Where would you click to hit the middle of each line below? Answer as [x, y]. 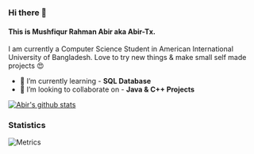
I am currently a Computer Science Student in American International [121, 49]
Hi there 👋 [28, 13]
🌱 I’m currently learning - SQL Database [85, 81]
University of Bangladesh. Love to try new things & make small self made [127, 58]
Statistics [27, 126]
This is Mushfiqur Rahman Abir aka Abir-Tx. [82, 32]
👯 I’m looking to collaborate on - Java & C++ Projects [107, 89]
